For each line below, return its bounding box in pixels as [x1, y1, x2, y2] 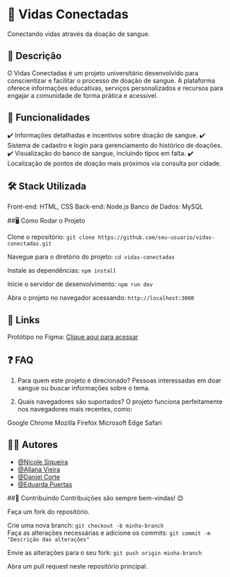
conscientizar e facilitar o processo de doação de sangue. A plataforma [7, 76, 215, 85]
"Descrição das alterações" [7, 535, 90, 543]
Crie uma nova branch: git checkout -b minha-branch [7, 521, 164, 529]
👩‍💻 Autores [7, 439, 58, 451]
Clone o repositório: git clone [7, 232, 95, 242]
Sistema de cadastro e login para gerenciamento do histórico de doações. [7, 141, 223, 149]
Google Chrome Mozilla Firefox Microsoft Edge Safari [7, 418, 162, 427]
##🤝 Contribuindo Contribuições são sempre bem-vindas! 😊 [7, 493, 184, 502]
